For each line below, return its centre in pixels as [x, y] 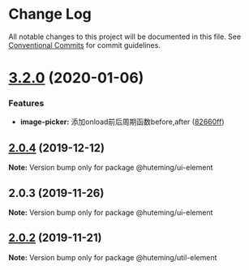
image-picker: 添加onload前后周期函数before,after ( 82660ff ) [122, 122]
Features [26, 104]
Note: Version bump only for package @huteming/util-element [113, 257]
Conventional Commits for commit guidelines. [84, 45]
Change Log [50, 14]
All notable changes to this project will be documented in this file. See [125, 36]
